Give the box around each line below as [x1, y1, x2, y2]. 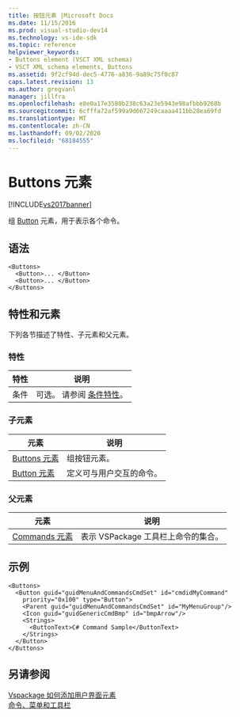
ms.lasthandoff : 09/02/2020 [8, 129, 101, 137]
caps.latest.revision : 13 [8, 78, 93, 85]
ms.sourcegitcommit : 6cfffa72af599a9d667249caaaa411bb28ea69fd [8, 108, 222, 116]
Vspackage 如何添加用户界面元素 [8, 690, 116, 700]
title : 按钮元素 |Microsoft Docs [8, 11, 114, 20]
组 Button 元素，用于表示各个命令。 [8, 216, 124, 226]
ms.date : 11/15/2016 [8, 19, 77, 27]
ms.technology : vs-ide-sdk [8, 33, 97, 42]
